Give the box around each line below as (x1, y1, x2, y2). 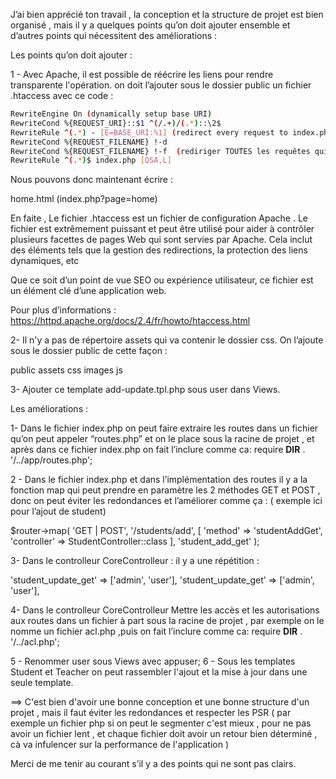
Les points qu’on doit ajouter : (10, 49, 133, 61)
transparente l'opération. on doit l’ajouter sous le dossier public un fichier (10, 79, 312, 91)
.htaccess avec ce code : (10, 90, 114, 101)
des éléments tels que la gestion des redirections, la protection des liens (10, 244, 308, 256)
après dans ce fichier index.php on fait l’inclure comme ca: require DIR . (10, 444, 306, 456)
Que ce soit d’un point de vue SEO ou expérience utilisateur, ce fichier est (10, 274, 314, 286)
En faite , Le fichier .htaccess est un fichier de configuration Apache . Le (10, 212, 308, 224)
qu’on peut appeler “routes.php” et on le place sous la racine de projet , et (10, 433, 315, 445)
